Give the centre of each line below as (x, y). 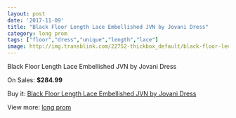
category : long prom (38, 33)
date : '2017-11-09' (36, 20)
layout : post (26, 14)
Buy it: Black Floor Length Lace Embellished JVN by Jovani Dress (102, 93)
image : (17, 46)
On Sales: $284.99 (35, 80)
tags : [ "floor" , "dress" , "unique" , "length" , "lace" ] (83, 40)
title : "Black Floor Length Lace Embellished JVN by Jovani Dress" (108, 27)
